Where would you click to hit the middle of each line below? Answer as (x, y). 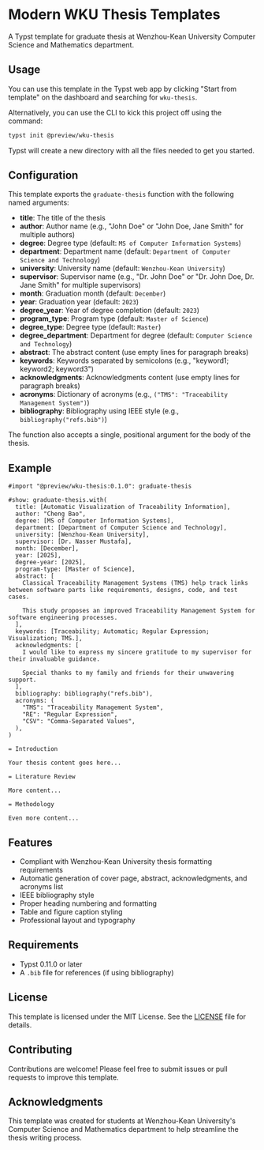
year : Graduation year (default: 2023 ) (79, 302)
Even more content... (44, 818)
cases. (19, 597)
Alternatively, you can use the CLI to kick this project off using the (115, 112)
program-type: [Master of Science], (75, 569)
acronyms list (41, 887)
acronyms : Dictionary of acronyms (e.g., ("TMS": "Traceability (124, 394)
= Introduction (33, 749)
